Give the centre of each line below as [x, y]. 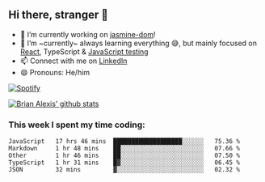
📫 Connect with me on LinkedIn [74, 61]
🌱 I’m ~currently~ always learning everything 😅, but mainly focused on [138, 43]
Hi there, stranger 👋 [59, 15]
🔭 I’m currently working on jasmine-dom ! [88, 34]
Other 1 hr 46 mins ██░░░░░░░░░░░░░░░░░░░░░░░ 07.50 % [124, 156]
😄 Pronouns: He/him [55, 72]
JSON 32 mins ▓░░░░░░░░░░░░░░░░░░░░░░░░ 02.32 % [124, 170]
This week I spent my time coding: [77, 125]
